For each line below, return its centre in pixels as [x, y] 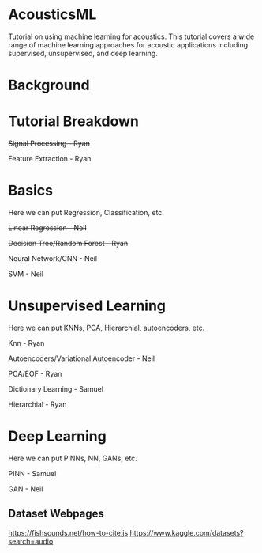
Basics [31, 191]
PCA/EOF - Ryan [35, 373]
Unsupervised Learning [87, 306]
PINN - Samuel [32, 473]
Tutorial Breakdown [74, 121]
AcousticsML [52, 15]
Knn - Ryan [26, 343]
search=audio [31, 541]
